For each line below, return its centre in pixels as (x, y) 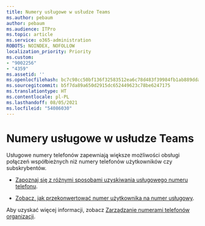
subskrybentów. (27, 168)
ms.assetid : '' (26, 74)
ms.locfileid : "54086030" (39, 108)
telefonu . (26, 186)
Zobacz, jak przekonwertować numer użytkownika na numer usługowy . (105, 198)
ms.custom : (20, 57)
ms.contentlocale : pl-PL (38, 97)
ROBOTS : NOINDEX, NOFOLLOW (41, 46)
